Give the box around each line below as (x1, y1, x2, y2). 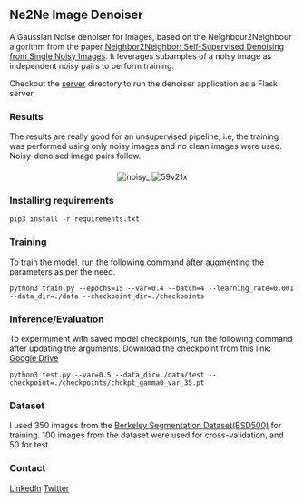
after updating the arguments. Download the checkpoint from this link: (9, 343, 272, 354)
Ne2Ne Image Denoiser (9, 7, 143, 23)
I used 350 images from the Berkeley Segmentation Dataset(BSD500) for (9, 420, 282, 431)
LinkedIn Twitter (9, 482, 70, 494)
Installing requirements (9, 195, 115, 207)
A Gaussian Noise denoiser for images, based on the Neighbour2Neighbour (9, 31, 292, 42)
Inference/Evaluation (9, 313, 104, 326)
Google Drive (9, 353, 59, 363)
